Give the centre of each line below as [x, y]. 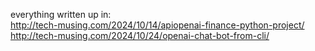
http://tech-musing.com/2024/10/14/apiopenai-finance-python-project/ [157, 25]
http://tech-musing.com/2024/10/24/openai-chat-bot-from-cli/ [140, 35]
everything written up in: [61, 14]
